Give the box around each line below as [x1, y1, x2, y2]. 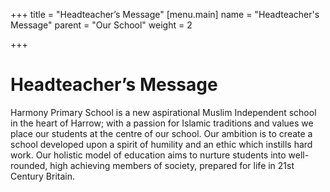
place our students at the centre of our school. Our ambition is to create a [10, 127, 313, 139]
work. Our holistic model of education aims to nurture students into [10, 149, 287, 161]
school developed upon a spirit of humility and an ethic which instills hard [10, 138, 313, 150]
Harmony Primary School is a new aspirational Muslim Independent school [10, 106, 317, 118]
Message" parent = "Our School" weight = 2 [10, 19, 193, 31]
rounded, [10, 159, 48, 171]
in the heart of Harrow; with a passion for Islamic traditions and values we [10, 117, 314, 129]
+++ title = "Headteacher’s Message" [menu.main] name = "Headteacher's [10, 9, 320, 20]
